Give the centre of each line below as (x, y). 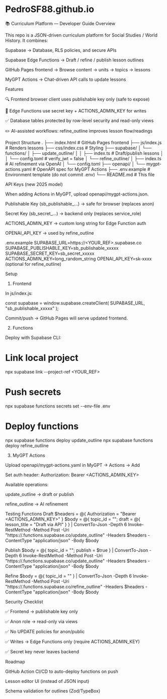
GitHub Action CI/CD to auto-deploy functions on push (62, 671)
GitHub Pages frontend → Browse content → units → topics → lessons (78, 69)
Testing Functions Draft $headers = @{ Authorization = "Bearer (71, 514)
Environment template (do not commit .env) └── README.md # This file (80, 174)
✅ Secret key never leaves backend (42, 651)
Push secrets (33, 392)
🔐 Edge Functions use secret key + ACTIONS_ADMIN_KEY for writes (76, 111)
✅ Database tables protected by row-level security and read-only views (79, 120)
